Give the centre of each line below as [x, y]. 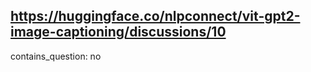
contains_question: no [56, 56]
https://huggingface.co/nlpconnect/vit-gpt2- [155, 16]
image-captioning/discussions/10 [118, 32]
